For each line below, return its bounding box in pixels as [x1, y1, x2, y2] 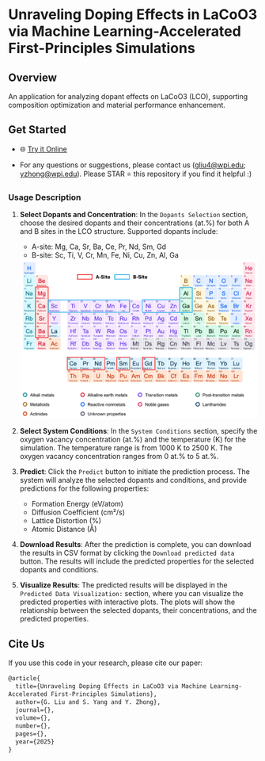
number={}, [15, 721, 51, 730]
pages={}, [15, 729, 47, 738]
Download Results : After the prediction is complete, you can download [19, 540, 252, 549]
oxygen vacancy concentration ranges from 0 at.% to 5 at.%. [19, 452, 219, 461]
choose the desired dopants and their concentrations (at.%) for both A [19, 218, 250, 228]
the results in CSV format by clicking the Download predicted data [19, 549, 235, 558]
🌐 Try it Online [19, 144, 67, 154]
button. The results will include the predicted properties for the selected [19, 556, 255, 566]
